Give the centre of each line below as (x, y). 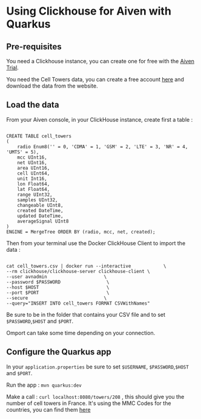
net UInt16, (32, 162)
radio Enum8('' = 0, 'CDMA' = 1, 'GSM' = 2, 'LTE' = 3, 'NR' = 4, (103, 147)
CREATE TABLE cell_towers (39, 136)
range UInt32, (35, 195)
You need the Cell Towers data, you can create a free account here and (95, 79)
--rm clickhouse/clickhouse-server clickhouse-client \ (78, 271)
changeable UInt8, (40, 205)
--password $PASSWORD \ (58, 282)
